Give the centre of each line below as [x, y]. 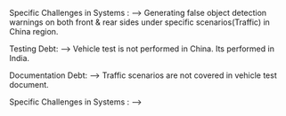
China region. [34, 31]
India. [19, 58]
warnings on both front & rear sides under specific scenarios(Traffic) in [139, 22]
